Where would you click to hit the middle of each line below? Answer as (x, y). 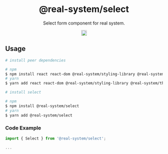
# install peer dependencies (35, 60)
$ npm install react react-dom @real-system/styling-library (70, 74)
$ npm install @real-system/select (42, 106)
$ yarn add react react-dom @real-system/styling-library (67, 83)
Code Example (23, 128)
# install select (23, 92)
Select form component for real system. (84, 23)
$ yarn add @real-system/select (39, 115)
